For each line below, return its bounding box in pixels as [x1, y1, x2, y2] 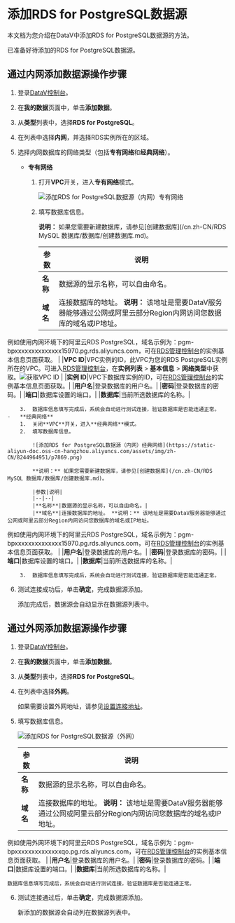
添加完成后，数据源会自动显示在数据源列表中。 [17, 600, 152, 608]
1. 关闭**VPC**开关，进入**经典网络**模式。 [20, 420, 140, 428]
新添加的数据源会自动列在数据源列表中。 [17, 908, 134, 916]
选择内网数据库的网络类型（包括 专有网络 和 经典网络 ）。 [17, 148, 174, 156]
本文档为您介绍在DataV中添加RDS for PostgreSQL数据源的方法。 [7, 31, 194, 39]
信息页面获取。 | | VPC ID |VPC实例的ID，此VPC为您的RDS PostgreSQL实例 [13, 355, 228, 363]
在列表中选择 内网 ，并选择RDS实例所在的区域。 [17, 133, 152, 141]
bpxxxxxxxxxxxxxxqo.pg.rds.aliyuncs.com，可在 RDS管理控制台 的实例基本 [7, 847, 221, 856]
